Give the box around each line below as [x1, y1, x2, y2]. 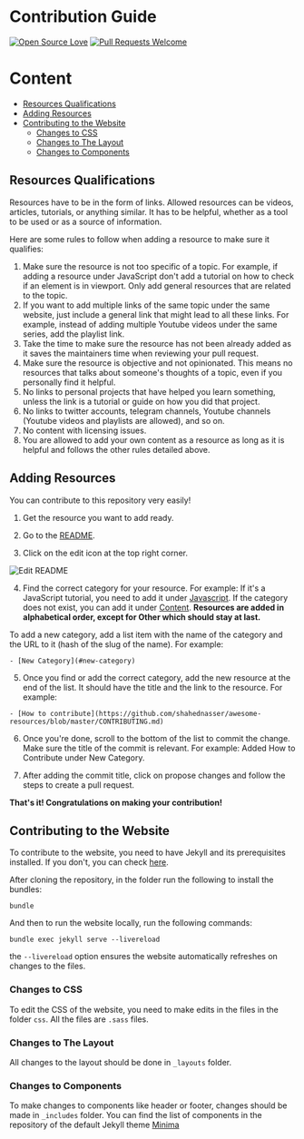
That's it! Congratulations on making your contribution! [9, 797, 222, 808]
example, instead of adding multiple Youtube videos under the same [22, 319, 279, 329]
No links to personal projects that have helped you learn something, [22, 386, 276, 397]
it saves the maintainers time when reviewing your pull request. [22, 348, 259, 358]
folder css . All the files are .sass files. [9, 1014, 150, 1025]
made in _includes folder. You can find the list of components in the [9, 1110, 262, 1121]
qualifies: [9, 243, 44, 254]
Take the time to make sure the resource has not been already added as [22, 338, 292, 349]
